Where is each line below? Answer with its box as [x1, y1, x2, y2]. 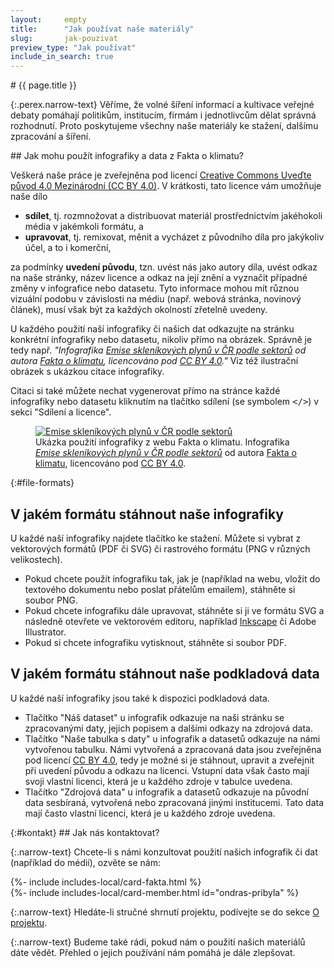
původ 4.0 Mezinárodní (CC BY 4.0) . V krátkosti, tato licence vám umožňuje [10, 180, 322, 192]
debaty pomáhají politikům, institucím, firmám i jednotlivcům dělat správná [10, 109, 317, 121]
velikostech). [10, 553, 63, 565]
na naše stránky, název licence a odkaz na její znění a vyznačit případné [10, 272, 308, 284]
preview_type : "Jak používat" [10, 42, 137, 53]
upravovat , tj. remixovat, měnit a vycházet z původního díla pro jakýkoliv [24, 231, 325, 243]
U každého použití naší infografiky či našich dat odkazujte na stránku [10, 323, 295, 335]
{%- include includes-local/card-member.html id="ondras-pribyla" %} [10, 886, 300, 898]
